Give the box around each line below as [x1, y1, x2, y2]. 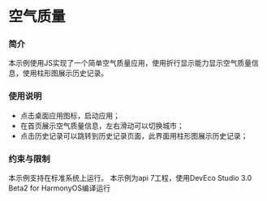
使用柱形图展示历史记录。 [22, 68, 108, 78]
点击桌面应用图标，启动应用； [19, 110, 120, 120]
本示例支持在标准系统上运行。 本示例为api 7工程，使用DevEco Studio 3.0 [8, 173, 252, 183]
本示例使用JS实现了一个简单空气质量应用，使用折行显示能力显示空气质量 [8, 58, 252, 68]
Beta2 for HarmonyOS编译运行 [8, 183, 111, 193]
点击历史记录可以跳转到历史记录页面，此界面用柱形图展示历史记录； [19, 130, 248, 140]
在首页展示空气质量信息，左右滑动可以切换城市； [19, 121, 184, 130]
